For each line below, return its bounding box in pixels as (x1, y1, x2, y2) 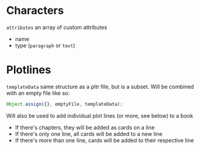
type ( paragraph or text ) (15, 42, 76, 49)
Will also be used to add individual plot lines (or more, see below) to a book (6, 112, 193, 119)
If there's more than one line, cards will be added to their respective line (15, 137, 195, 144)
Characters (6, 4, 64, 18)
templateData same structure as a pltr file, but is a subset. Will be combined (6, 83, 195, 90)
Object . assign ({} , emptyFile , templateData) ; (6, 101, 123, 107)
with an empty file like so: (6, 89, 70, 97)
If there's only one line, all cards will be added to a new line (15, 130, 163, 137)
